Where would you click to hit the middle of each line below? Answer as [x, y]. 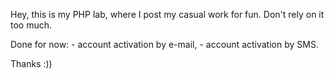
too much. [31, 25]
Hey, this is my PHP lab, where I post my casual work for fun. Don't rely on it [167, 14]
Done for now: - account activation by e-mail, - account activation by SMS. [164, 44]
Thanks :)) [31, 63]
